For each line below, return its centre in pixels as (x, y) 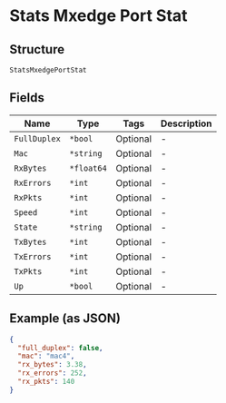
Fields (27, 98)
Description (186, 123)
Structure (37, 49)
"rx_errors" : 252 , (53, 373)
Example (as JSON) (65, 319)
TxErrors (33, 256)
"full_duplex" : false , (60, 348)
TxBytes (30, 242)
